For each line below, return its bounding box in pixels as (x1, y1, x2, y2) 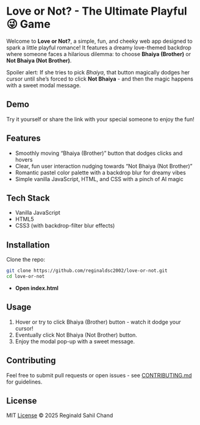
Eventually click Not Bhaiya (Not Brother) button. (15, 331, 137, 338)
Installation (6, 240, 50, 250)
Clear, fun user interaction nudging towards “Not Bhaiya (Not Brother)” (15, 162, 193, 170)
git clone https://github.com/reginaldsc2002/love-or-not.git (6, 268, 168, 274)
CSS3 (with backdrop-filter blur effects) (15, 222, 115, 229)
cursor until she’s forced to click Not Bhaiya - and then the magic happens (6, 75, 194, 82)
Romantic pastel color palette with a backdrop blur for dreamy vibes (15, 169, 186, 176)
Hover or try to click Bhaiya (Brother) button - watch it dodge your (15, 318, 181, 326)
